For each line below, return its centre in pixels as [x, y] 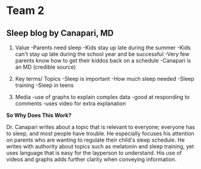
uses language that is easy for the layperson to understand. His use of [94, 153]
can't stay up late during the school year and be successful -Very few [102, 54]
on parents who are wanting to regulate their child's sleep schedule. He [96, 140]
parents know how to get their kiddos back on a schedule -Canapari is [103, 60]
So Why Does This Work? [39, 115]
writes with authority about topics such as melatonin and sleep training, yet [100, 146]
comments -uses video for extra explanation [70, 103]
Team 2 [25, 11]
